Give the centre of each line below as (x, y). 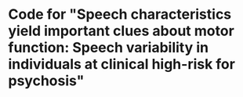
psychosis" (46, 81)
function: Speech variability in (109, 48)
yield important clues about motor (121, 31)
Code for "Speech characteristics (120, 14)
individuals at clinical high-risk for (121, 65)
